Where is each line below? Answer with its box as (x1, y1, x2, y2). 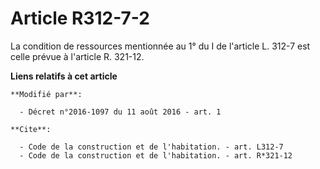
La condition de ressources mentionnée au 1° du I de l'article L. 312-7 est (10, 40, 311, 52)
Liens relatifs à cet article (10, 70, 118, 82)
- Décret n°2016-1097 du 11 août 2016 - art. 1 (19, 107, 222, 117)
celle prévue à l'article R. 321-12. (10, 50, 145, 62)
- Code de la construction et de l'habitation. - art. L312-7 (19, 142, 284, 152)
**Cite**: (10, 124, 52, 134)
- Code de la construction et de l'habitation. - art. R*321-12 (19, 150, 293, 161)
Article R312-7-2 (10, 7, 150, 30)
